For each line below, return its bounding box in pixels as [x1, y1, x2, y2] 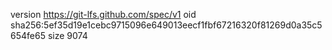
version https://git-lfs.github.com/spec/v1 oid [10, 9, 197, 20]
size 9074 [47, 30, 88, 41]
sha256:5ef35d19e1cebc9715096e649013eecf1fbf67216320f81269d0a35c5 [10, 19, 323, 31]
